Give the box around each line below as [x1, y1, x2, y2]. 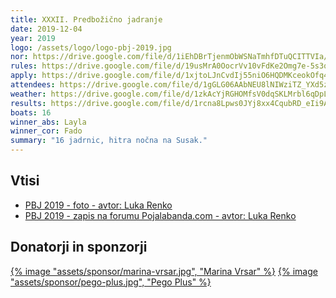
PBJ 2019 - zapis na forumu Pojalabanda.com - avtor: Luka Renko [24, 209, 297, 221]
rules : [10, 61, 38, 71]
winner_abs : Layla [10, 117, 87, 127]
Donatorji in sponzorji [10, 239, 148, 256]
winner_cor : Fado [10, 126, 83, 136]
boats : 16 [10, 107, 52, 118]
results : [10, 98, 47, 108]
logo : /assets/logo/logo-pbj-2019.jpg [10, 42, 172, 53]
